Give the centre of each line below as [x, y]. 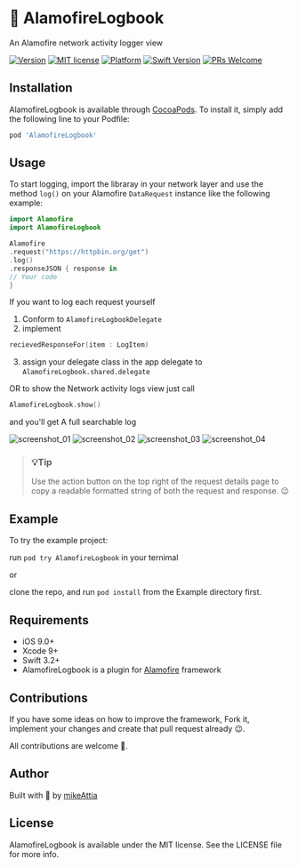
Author [29, 774]
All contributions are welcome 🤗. [68, 745]
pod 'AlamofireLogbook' [53, 135]
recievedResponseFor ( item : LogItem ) [79, 345]
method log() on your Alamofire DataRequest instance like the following [140, 194]
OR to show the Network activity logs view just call [102, 389]
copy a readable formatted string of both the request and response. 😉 [160, 491]
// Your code [33, 277]
